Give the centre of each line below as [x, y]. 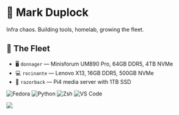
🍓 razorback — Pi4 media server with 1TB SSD [73, 81]
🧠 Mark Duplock [47, 13]
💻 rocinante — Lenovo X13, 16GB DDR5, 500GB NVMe [84, 73]
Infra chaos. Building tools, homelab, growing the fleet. [75, 29]
